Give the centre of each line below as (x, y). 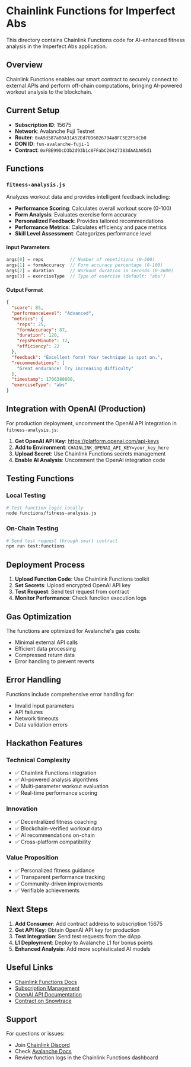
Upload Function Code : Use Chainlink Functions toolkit (82, 579)
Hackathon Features (44, 743)
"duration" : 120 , (38, 335)
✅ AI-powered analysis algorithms (57, 780)
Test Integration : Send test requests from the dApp (78, 936)
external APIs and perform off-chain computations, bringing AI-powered (94, 85)
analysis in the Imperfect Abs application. (57, 46)
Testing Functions (40, 479)
